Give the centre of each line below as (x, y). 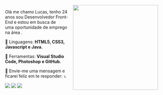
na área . (14, 32)
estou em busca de (37, 22)
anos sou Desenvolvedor (30, 17)
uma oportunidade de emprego (36, 27)
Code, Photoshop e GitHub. (33, 62)
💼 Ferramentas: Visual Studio (35, 56)
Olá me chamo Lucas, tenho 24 (36, 12)
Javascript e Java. (24, 47)
